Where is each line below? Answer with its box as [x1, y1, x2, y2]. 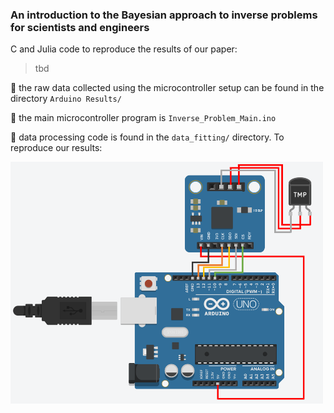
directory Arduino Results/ [10, 93, 122, 105]
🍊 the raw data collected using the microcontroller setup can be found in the [10, 82, 325, 94]
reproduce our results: [10, 142, 103, 154]
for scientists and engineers [10, 20, 150, 34]
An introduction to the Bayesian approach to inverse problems [10, 8, 318, 22]
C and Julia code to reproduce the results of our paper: [10, 43, 238, 55]
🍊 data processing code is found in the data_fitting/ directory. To [10, 131, 285, 143]
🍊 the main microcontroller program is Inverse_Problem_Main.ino [10, 112, 277, 124]
